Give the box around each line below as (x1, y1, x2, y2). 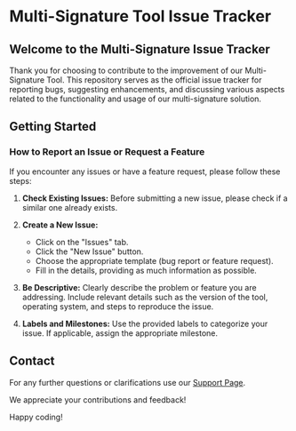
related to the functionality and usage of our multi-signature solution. (9, 93, 262, 104)
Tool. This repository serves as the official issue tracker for (46, 75, 262, 85)
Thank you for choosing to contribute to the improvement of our (9, 65, 244, 76)
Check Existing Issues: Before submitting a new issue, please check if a (21, 193, 288, 204)
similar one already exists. (21, 202, 118, 212)
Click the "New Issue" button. (35, 246, 144, 257)
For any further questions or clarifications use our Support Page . (9, 377, 246, 387)
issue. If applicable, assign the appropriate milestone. (21, 327, 219, 339)
